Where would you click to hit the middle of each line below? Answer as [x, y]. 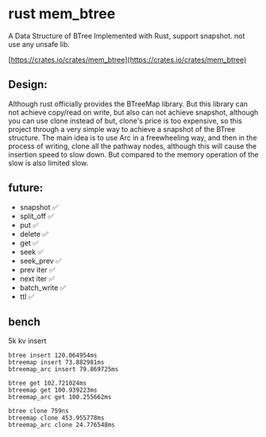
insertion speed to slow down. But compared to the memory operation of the [133, 154]
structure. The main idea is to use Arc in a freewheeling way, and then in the [133, 137]
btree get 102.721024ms [48, 383]
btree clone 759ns [39, 411]
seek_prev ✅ [40, 261]
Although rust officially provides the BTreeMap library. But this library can [128, 103]
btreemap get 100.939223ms [53, 390]
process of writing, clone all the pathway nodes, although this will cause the [132, 146]
